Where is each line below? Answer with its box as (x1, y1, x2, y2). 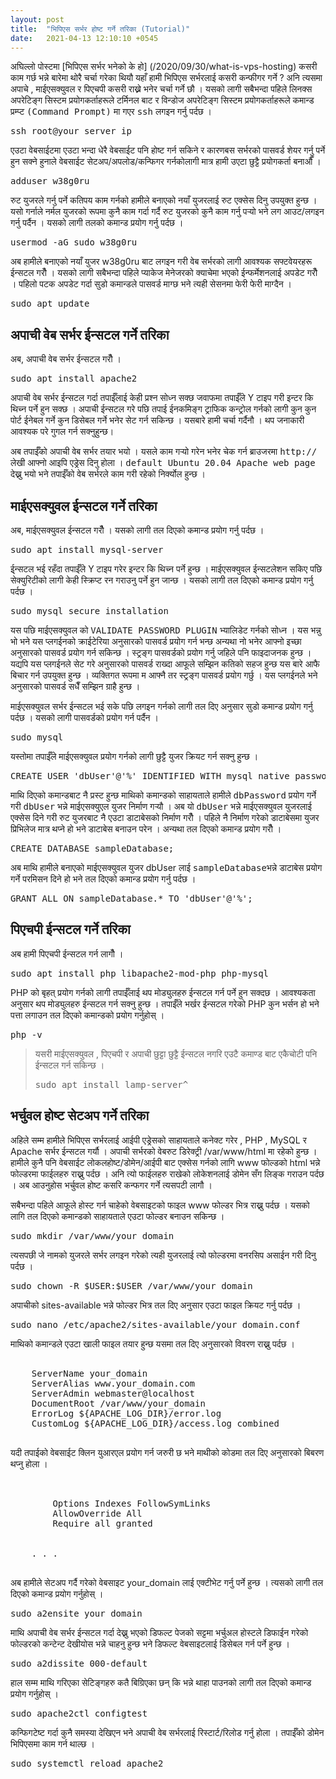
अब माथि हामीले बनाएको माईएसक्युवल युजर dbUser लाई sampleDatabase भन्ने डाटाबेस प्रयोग (10, 862, 323, 873)
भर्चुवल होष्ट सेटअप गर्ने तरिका (10, 1107, 150, 1125)
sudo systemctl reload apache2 (10, 1757, 164, 1769)
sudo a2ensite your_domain (10, 1607, 143, 1619)
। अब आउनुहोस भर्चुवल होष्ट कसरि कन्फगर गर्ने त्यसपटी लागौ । (10, 1179, 213, 1191)
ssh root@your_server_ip (10, 126, 132, 137)
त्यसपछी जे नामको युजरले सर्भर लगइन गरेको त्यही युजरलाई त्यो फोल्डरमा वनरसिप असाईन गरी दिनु (10, 1249, 317, 1261)
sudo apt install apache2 (10, 373, 138, 385)
